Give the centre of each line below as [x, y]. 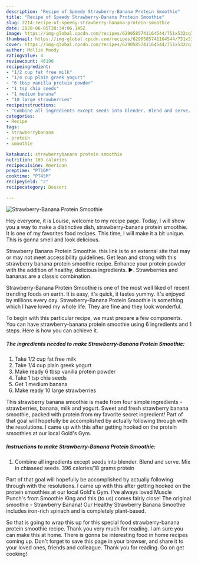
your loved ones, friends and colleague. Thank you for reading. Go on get [95, 547]
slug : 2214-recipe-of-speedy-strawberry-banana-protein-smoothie [88, 22]
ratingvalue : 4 [25, 56]
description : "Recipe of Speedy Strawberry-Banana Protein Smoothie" [93, 12]
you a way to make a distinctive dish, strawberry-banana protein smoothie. [97, 227]
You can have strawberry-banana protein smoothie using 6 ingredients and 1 [99, 324]
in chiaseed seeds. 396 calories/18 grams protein [74, 468]
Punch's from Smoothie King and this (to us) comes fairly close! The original [99, 498]
